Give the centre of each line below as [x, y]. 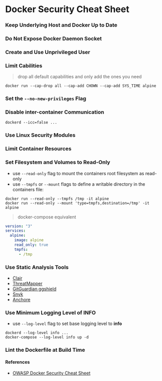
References [18, 362]
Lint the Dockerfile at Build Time [45, 350]
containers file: [28, 189]
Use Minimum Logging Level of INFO [51, 312]
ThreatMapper [27, 284]
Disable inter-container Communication [55, 112]
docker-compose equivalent [47, 217]
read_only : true [31, 245]
